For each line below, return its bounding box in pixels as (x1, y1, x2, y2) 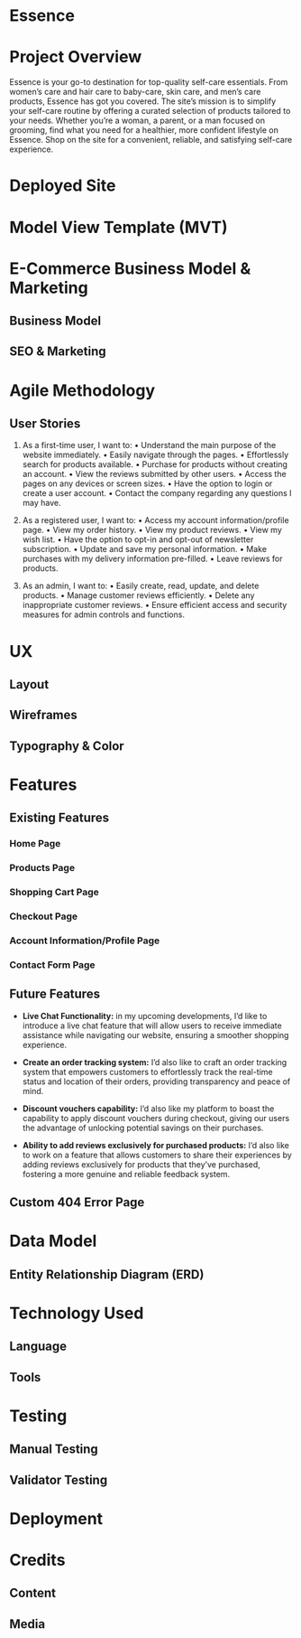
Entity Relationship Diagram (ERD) (9, 1267, 205, 1282)
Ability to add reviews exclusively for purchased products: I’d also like (22, 1139, 290, 1150)
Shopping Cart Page (9, 886, 99, 899)
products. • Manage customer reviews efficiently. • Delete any (22, 590, 255, 601)
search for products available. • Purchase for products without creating (22, 459, 288, 470)
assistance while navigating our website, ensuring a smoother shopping (22, 1029, 289, 1040)
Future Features (9, 987, 101, 1002)
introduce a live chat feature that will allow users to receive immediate (22, 1020, 282, 1031)
